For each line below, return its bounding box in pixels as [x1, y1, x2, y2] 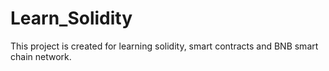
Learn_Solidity [10, 7, 133, 30]
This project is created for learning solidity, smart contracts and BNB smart [10, 40, 319, 52]
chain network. [10, 50, 72, 62]
